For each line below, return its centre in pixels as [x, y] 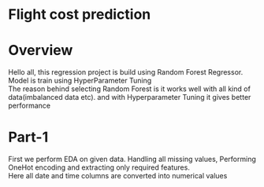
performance [30, 106]
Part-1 [28, 137]
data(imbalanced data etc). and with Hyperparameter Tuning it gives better [130, 97]
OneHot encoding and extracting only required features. [99, 167]
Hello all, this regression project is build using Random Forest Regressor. [126, 72]
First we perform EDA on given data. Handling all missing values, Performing [132, 159]
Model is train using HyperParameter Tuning [80, 81]
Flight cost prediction [80, 15]
